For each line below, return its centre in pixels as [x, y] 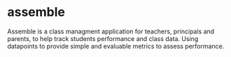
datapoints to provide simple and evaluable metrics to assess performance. [116, 46]
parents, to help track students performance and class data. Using [103, 38]
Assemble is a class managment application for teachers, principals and [111, 31]
